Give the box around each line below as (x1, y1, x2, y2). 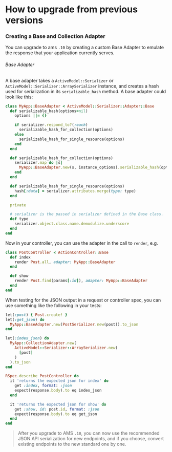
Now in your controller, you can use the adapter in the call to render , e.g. (5, 240, 158, 246)
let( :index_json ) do (5, 336, 50, 341)
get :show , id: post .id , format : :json (14, 406, 100, 412)
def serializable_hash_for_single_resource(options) (10, 183, 125, 189)
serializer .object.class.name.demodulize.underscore (14, 221, 130, 226)
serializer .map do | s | (14, 160, 63, 165)
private (10, 202, 27, 208)
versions (5, 14, 44, 26)
